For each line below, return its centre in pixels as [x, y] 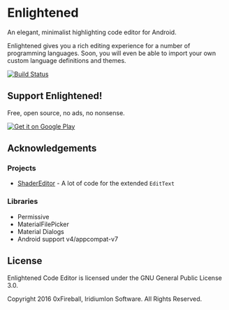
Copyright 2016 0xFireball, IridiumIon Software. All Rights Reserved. [105, 299]
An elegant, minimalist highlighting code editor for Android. [92, 32]
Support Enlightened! [55, 96]
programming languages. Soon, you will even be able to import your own [112, 53]
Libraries [23, 202]
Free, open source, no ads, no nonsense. [66, 112]
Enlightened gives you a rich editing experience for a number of [99, 45]
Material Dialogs [41, 231]
